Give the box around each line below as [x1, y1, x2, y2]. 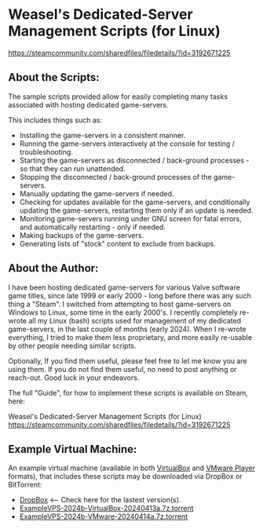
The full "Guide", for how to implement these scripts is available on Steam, [8, 388, 249, 397]
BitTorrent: [8, 480, 42, 490]
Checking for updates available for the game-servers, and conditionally [19, 197, 250, 206]
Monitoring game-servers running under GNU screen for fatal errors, [19, 213, 242, 223]
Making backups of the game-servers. [19, 230, 144, 240]
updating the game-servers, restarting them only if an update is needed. [19, 206, 254, 215]
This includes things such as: [8, 115, 103, 125]
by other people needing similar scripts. [8, 341, 137, 350]
